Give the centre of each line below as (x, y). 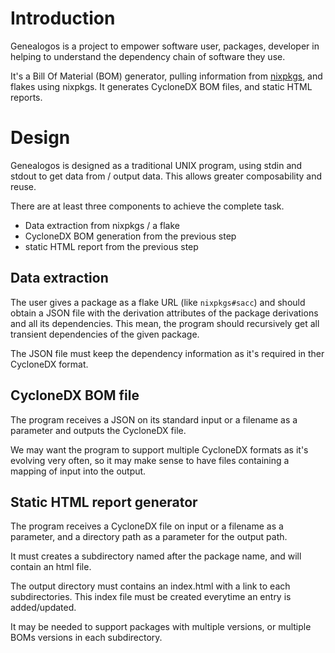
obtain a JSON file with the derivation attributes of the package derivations (164, 313)
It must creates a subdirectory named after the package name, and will (156, 556)
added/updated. (43, 608)
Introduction (63, 18)
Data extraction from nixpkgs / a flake (102, 225)
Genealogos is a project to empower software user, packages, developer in (165, 46)
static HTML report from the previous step (111, 246)
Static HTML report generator (104, 502)
